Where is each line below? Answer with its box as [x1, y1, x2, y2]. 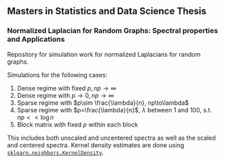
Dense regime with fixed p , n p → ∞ [16, 84, 117, 92]
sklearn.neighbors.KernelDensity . [7, 148, 104, 156]
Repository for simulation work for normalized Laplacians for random [7, 50, 201, 58]
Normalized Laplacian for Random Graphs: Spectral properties [7, 26, 219, 36]
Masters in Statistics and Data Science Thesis [7, 5, 207, 17]
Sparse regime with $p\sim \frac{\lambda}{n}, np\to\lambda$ [16, 99, 189, 107]
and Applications [7, 34, 65, 44]
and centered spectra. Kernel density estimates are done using [7, 140, 185, 149]
